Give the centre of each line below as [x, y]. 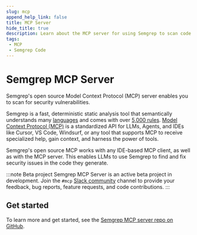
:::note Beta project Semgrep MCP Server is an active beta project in [89, 174]
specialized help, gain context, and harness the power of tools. [83, 139]
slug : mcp [18, 12]
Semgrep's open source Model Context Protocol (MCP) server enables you [97, 96]
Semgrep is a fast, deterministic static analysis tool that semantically [89, 114]
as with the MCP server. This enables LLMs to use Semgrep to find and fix [96, 156]
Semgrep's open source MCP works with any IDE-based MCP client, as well [98, 150]
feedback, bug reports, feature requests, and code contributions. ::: [88, 186]
